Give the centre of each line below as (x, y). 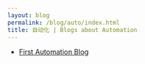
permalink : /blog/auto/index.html (64, 23)
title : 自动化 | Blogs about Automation (72, 30)
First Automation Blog (54, 52)
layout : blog (29, 15)
